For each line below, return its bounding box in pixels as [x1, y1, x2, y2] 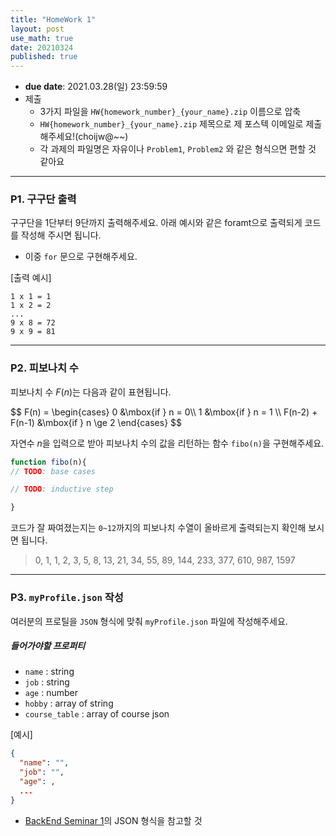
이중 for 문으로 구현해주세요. [24, 251, 138, 263]
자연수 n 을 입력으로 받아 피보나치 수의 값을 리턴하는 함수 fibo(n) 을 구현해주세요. [10, 437, 325, 449]
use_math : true [10, 33, 74, 43]
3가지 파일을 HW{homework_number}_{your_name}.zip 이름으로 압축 [39, 106, 302, 118]
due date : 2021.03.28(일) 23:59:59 [24, 81, 168, 93]
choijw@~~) [78, 131, 129, 143]
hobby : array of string [24, 697, 114, 710]
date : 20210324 [10, 42, 74, 53]
